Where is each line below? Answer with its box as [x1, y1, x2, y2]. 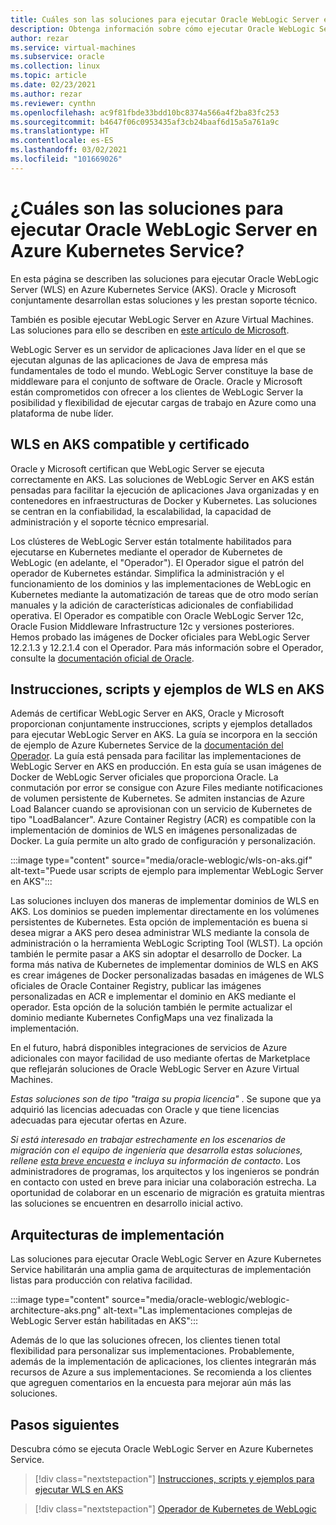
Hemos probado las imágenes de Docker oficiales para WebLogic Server [10, 631, 310, 643]
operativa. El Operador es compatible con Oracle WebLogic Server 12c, [10, 609, 304, 621]
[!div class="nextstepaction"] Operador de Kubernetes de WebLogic [34, 1502, 317, 1515]
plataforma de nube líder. [10, 407, 114, 419]
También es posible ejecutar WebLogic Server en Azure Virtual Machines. [10, 313, 314, 325]
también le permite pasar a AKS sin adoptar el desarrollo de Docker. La [10, 948, 303, 960]
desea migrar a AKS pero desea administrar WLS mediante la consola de [10, 927, 310, 939]
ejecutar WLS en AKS [34, 1483, 124, 1495]
